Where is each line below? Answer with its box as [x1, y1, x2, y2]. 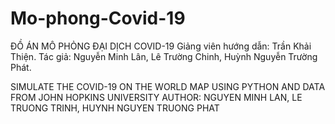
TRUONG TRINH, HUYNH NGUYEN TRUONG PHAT [10, 102, 220, 114]
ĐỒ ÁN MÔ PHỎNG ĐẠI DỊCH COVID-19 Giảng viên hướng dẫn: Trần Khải [10, 40, 312, 52]
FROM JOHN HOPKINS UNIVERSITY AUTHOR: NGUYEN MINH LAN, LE [10, 91, 303, 103]
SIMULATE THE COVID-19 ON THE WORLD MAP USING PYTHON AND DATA [10, 80, 326, 92]
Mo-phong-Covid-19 [10, 7, 186, 30]
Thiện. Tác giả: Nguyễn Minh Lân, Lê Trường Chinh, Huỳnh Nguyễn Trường [10, 50, 318, 62]
